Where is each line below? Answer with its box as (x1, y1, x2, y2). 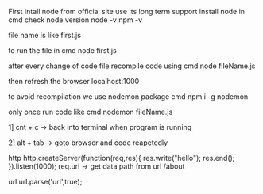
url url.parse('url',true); (8, 177, 83, 186)
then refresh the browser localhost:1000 (8, 77, 140, 86)
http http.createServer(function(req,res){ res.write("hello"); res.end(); (8, 154, 235, 162)
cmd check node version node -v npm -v (8, 15, 143, 25)
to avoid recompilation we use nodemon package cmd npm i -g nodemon (8, 92, 249, 101)
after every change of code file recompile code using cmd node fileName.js (8, 61, 256, 70)
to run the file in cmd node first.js (8, 46, 117, 55)
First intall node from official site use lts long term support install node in (8, 7, 245, 16)
